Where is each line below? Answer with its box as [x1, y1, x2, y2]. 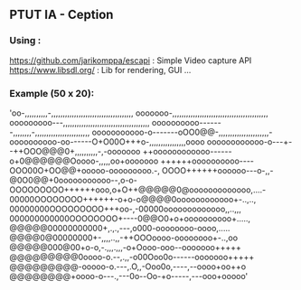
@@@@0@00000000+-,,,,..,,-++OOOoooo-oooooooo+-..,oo [9, 232, 238, 243]
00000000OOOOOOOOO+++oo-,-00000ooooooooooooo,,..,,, [9, 203, 242, 214]
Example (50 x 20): [9, 87, 95, 99]
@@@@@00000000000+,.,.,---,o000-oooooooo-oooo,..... [9, 222, 230, 233]
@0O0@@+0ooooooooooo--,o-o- [9, 174, 137, 185]
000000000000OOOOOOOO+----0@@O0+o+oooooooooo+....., [9, 212, 251, 224]
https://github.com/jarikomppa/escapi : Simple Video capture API [9, 54, 252, 66]
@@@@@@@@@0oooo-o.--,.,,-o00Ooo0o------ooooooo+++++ [9, 251, 255, 262]
